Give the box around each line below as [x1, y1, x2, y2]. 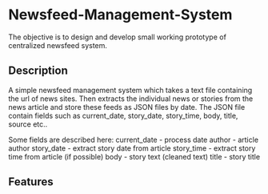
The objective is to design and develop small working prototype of [8, 32, 226, 42]
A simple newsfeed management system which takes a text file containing [8, 85, 253, 95]
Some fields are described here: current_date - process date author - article [8, 135, 258, 144]
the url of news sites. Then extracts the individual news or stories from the [8, 94, 254, 103]
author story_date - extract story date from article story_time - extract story [8, 143, 256, 153]
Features [8, 175, 54, 189]
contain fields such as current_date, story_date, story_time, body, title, [8, 111, 238, 120]
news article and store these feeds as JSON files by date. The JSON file [8, 102, 246, 111]
